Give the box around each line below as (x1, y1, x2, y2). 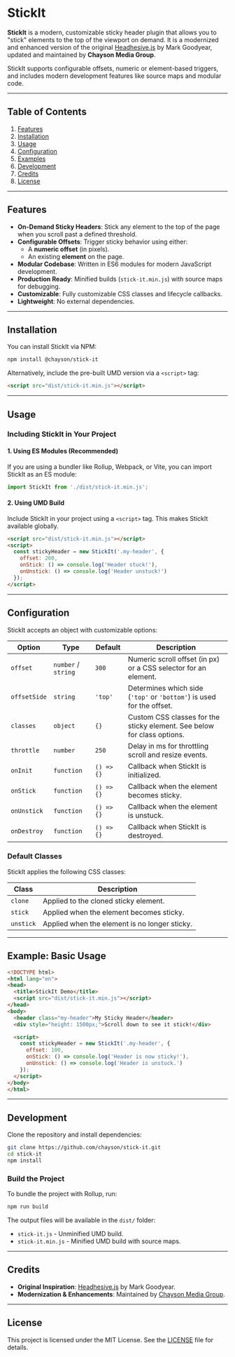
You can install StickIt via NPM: (7, 343, 97, 351)
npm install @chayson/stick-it (7, 356, 99, 363)
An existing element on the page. (27, 252, 124, 260)
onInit (10, 767, 33, 774)
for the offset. (128, 701, 173, 710)
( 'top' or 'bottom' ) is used (128, 691, 217, 701)
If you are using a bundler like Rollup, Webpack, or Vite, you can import (7, 462, 212, 471)
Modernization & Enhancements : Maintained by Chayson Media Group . (17, 1290, 225, 1298)
